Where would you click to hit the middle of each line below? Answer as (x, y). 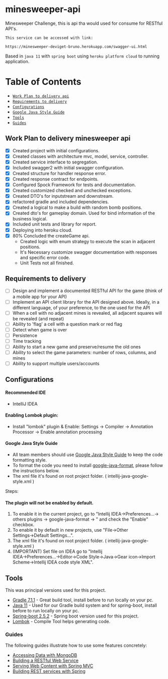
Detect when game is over (39, 329)
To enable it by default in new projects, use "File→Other (70, 530)
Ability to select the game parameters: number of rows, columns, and (84, 352)
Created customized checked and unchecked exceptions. (72, 191)
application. (17, 61)
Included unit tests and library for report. (55, 224)
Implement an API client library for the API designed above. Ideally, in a (86, 302)
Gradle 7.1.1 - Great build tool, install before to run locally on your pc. (83, 600)
